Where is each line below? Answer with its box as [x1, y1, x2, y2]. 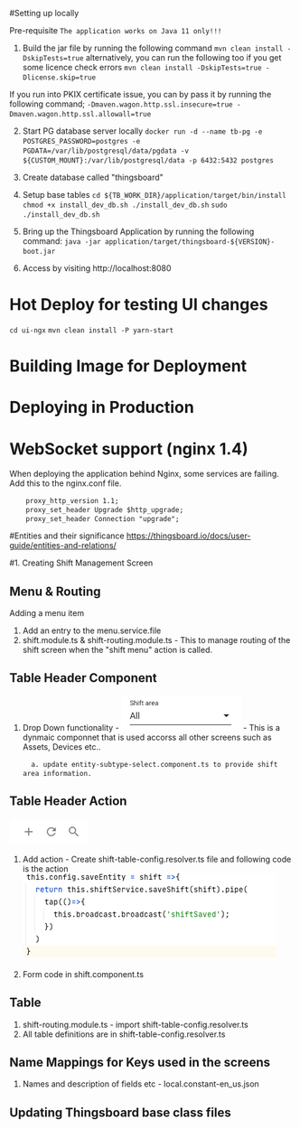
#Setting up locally [9, 8, 80, 18]
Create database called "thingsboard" [22, 172, 164, 182]
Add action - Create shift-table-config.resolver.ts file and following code [22, 854, 292, 864]
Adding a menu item [9, 608, 84, 619]
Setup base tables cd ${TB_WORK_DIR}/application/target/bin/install [22, 190, 286, 200]
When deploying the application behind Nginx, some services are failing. [9, 469, 280, 480]
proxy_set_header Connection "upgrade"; [25, 515, 180, 524]
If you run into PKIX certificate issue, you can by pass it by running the [9, 89, 272, 99]
